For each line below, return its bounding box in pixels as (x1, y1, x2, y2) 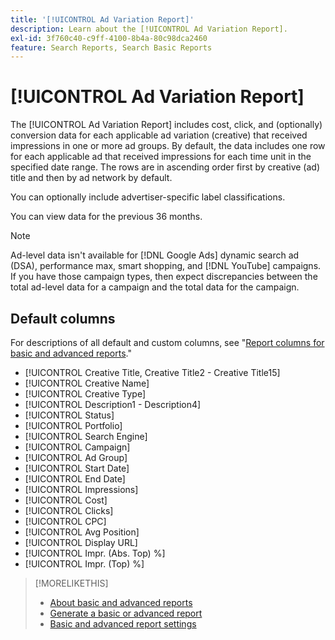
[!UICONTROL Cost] (24, 494, 108, 506)
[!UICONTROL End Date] (24, 473, 126, 485)
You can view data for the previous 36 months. (10, 211, 203, 223)
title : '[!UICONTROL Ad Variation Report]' (10, 14, 195, 25)
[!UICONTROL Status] (24, 409, 115, 421)
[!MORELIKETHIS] (34, 577, 109, 589)
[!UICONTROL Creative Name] (24, 377, 150, 389)
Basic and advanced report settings (49, 618, 197, 630)
